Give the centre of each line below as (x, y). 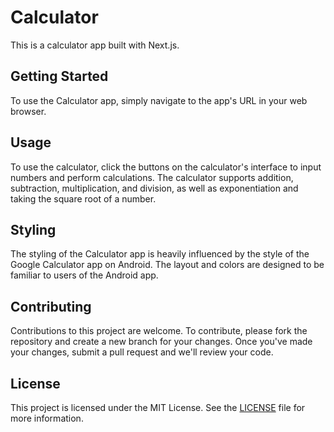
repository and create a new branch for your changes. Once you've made (161, 342)
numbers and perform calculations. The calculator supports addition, (152, 177)
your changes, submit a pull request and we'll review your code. (142, 352)
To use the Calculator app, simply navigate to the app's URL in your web (159, 100)
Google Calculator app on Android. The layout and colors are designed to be (167, 265)
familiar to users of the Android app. (84, 275)
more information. (47, 418)
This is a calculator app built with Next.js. (95, 45)
